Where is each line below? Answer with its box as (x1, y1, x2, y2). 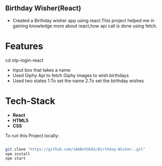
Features (5, 40, 43, 52)
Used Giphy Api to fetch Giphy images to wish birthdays (12, 72, 129, 78)
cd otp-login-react (5, 57, 44, 63)
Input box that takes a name (12, 67, 71, 73)
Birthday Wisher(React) (5, 4, 82, 13)
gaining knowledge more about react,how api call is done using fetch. (12, 23, 157, 29)
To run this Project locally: (5, 132, 60, 138)
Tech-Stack (5, 95, 56, 106)
